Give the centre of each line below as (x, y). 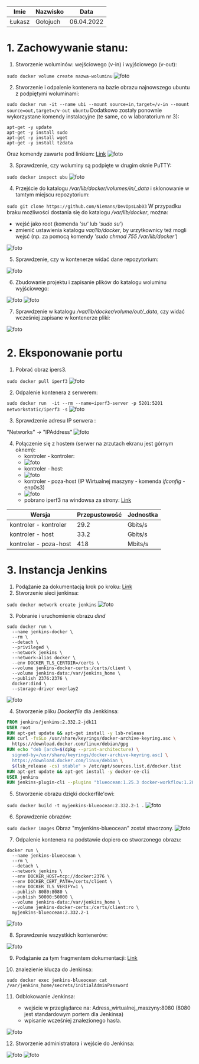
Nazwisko (50, 12)
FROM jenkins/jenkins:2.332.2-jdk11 (52, 722)
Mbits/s (138, 544)
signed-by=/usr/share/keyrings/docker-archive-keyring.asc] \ (90, 755)
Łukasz (20, 22)
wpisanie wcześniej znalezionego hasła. (73, 1021)
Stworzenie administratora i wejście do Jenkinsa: (75, 1043)
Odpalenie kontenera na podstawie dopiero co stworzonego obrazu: (98, 840)
